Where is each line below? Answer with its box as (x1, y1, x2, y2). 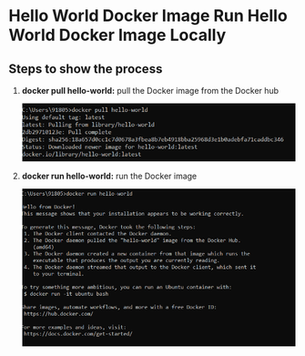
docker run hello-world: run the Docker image (21, 170, 198, 181)
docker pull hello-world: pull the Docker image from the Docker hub (21, 86, 280, 96)
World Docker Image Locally (8, 25, 227, 46)
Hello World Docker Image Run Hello (8, 5, 288, 26)
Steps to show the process (8, 61, 163, 76)
